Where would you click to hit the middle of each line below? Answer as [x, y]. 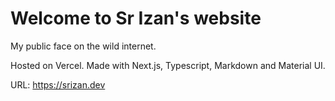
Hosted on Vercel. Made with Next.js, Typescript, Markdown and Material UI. [168, 65]
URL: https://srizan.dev [58, 84]
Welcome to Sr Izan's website [136, 18]
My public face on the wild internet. [83, 46]
